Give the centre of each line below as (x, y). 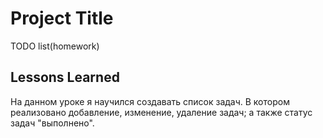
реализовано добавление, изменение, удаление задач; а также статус (161, 112)
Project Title (62, 18)
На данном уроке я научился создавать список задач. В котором (150, 101)
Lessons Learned (65, 77)
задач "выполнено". (52, 123)
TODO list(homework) (55, 46)
